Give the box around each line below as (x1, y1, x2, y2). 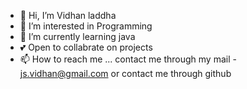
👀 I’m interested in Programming (19, 20, 153, 32)
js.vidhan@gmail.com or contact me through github (19, 68, 232, 79)
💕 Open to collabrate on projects (19, 41, 153, 53)
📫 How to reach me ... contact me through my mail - (19, 53, 237, 65)
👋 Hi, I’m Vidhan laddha (19, 10, 117, 21)
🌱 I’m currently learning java (19, 31, 136, 42)
